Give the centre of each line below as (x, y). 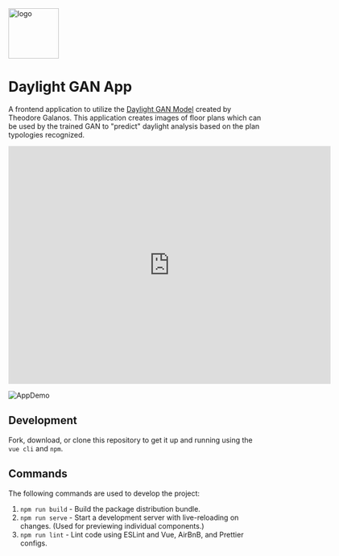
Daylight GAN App (70, 87)
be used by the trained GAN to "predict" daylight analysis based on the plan (134, 126)
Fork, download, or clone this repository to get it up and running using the (130, 440)
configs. (34, 543)
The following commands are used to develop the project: (104, 493)
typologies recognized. (47, 134)
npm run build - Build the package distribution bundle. (110, 509)
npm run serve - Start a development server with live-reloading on (129, 517)
